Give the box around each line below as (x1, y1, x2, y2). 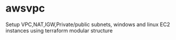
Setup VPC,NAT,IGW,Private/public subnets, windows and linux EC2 (5, 21, 170, 28)
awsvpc (5, 2, 45, 15)
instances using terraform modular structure (5, 27, 113, 34)
